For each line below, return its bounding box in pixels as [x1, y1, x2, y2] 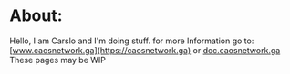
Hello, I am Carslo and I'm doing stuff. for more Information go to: [9, 35, 254, 46]
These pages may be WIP [9, 54, 107, 65]
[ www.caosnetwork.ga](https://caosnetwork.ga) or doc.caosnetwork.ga [9, 44, 281, 55]
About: [9, 5, 63, 26]
